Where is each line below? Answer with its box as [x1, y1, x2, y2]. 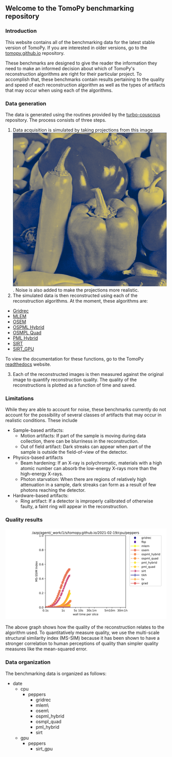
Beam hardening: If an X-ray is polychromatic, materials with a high [20, 460, 162, 466]
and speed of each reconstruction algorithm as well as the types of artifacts [5, 81, 165, 88]
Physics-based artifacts [12, 454, 63, 460]
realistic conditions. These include [5, 417, 78, 424]
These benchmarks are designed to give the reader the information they [5, 60, 158, 66]
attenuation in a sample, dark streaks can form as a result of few [20, 481, 157, 488]
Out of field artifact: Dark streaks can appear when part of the [20, 444, 151, 450]
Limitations [5, 395, 34, 402]
